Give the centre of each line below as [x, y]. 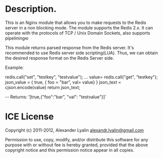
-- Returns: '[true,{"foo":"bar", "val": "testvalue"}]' [56, 97]
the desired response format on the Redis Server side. [59, 58]
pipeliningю [17, 38]
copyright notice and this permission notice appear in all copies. [70, 150]
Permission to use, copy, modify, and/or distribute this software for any [77, 139]
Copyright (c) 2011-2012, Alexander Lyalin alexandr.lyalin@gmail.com [75, 130]
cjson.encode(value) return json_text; [43, 87]
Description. [31, 9]
